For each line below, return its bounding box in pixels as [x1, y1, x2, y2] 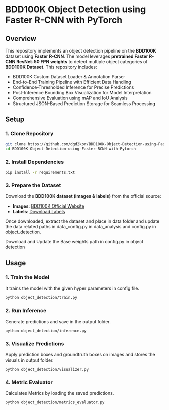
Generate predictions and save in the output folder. [5, 318, 111, 324]
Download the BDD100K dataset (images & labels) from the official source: [5, 193, 162, 199]
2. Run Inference [5, 307, 47, 314]
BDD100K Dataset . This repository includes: [5, 64, 97, 70]
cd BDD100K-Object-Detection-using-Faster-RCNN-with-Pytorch [5, 146, 136, 151]
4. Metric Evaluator [5, 379, 53, 386]
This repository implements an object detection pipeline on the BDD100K [5, 48, 157, 54]
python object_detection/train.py [5, 295, 78, 300]
